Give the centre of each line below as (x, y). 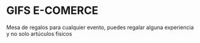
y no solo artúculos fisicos (39, 33)
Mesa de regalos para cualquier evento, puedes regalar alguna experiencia (100, 27)
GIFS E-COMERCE (52, 11)
